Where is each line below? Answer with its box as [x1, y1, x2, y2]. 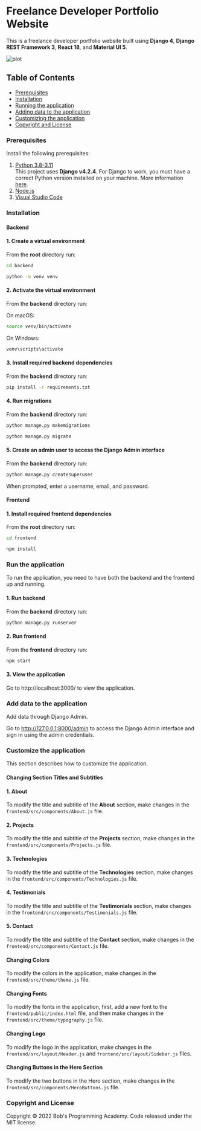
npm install [6, 546, 36, 553]
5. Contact [6, 922, 33, 930]
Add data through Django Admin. [6, 713, 88, 721]
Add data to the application [6, 699, 88, 708]
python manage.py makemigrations [6, 422, 91, 429]
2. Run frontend [6, 633, 46, 640]
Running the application [14, 102, 74, 109]
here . [14, 181, 28, 188]
